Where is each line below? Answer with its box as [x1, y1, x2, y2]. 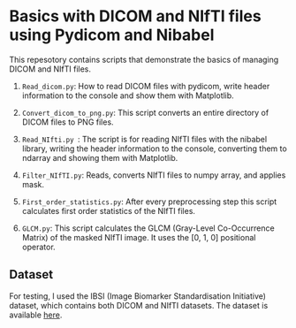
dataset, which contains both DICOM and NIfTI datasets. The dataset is [9, 300, 269, 310]
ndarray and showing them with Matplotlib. [21, 152, 178, 163]
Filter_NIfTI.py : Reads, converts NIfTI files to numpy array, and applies [21, 170, 286, 180]
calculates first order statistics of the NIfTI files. [21, 205, 196, 216]
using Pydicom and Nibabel [9, 25, 215, 45]
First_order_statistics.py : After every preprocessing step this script [21, 196, 277, 207]
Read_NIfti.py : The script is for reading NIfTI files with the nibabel [21, 133, 268, 144]
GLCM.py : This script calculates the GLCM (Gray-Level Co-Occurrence [21, 223, 276, 233]
